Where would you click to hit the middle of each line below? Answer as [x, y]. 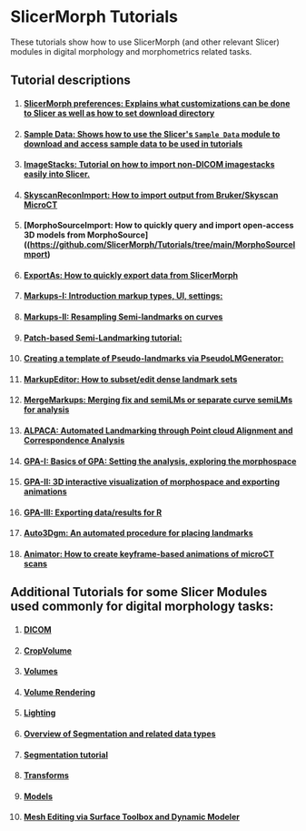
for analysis [46, 410]
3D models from [54, 235]
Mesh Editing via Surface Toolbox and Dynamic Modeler [131, 817]
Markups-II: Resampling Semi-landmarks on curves [123, 317]
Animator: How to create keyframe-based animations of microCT [149, 554]
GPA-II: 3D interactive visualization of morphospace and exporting [152, 482]
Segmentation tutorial [65, 755]
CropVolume [47, 650]
